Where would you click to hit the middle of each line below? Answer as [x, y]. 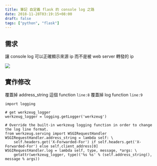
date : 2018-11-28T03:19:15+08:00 [39, 14]
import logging [20, 104]
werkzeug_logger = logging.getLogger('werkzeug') [56, 117]
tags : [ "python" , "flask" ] [32, 23]
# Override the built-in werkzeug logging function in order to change [78, 125]
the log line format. [27, 129]
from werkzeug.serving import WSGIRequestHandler [56, 134]
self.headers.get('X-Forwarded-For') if [55, 142]
